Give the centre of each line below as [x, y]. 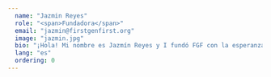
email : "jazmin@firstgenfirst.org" [75, 30]
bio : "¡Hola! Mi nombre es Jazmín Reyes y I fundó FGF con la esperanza [140, 46]
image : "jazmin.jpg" [49, 38]
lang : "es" [33, 53]
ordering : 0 [35, 61]
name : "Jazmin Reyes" [51, 16]
